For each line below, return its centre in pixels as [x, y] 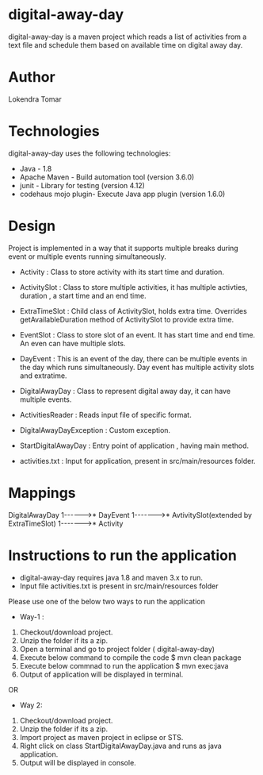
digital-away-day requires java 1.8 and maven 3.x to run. [111, 577]
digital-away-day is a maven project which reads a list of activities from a [128, 37]
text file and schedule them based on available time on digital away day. [126, 44]
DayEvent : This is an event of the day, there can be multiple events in [133, 358]
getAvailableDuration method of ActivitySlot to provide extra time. [127, 319]
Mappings [42, 493]
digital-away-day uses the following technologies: [90, 153]
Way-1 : [32, 616]
